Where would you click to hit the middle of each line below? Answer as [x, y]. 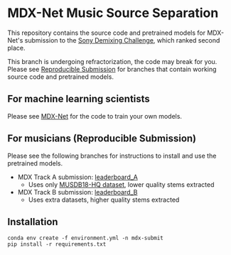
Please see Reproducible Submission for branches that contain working [112, 69]
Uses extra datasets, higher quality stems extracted [104, 200]
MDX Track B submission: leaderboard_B [77, 192]
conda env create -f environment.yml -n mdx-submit [85, 238]
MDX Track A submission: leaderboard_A [78, 177]
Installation [33, 222]
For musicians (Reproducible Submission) [102, 139]
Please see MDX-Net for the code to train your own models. [95, 116]
